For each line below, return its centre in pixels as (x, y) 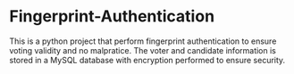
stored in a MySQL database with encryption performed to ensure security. (147, 60)
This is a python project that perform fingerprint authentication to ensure (143, 41)
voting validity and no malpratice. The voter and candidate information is (143, 50)
